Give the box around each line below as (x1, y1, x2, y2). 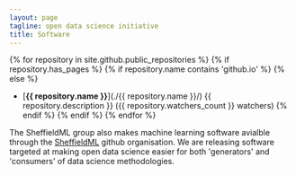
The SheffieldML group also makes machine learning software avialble (9, 127, 271, 138)
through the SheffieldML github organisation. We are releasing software (9, 136, 274, 148)
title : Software (9, 30, 70, 39)
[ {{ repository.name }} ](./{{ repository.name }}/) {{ (22, 91, 211, 101)
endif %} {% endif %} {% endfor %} (22, 109, 157, 121)
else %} (9, 74, 39, 84)
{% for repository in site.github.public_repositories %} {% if (9, 55, 229, 66)
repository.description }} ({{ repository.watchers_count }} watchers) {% (22, 101, 288, 111)
